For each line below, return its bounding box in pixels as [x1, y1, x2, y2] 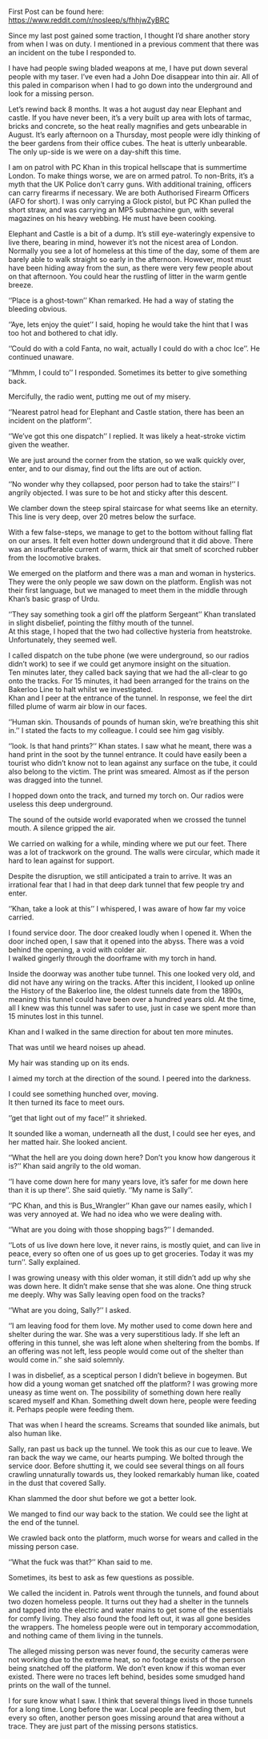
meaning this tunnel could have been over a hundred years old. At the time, [8, 995, 256, 1004]
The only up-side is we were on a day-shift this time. [8, 147, 182, 156]
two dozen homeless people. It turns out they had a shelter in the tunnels [8, 1597, 250, 1606]
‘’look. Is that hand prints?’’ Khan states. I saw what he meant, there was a [8, 741, 252, 751]
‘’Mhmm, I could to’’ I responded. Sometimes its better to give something [8, 368, 248, 377]
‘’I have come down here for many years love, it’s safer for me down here [8, 1177, 249, 1186]
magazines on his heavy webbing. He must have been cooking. [8, 214, 218, 223]
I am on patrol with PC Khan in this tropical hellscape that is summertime [8, 163, 247, 171]
